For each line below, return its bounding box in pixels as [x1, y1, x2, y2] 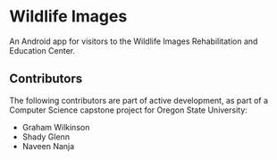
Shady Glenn [21, 131, 70, 142]
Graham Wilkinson [21, 122, 90, 132]
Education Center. [9, 45, 76, 55]
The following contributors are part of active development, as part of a [9, 95, 269, 105]
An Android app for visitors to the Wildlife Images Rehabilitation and [9, 36, 258, 46]
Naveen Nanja [21, 140, 75, 151]
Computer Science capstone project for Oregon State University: [9, 105, 248, 115]
